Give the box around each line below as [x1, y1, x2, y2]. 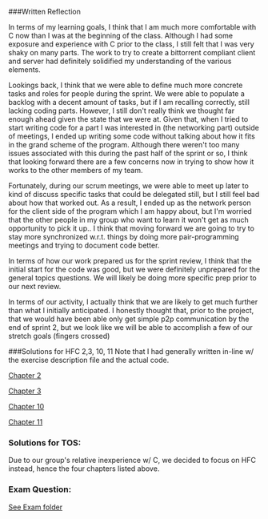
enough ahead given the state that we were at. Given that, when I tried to [8, 115, 249, 123]
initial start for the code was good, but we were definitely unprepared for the [8, 264, 261, 274]
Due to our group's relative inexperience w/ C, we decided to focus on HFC [8, 456, 257, 465]
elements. [8, 65, 42, 74]
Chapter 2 [8, 371, 42, 380]
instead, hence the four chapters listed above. [8, 464, 160, 473]
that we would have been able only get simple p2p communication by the [8, 314, 250, 324]
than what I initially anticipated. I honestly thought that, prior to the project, [8, 306, 254, 315]
